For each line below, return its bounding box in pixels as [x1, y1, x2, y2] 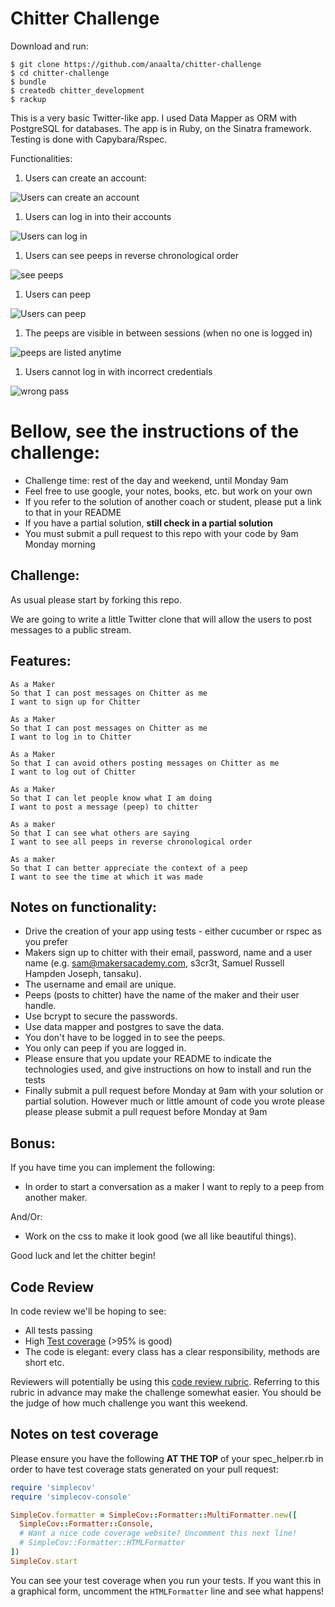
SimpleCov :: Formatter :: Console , [19, 1519, 155, 1529]
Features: [10, 653, 72, 670]
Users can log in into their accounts [24, 210, 172, 222]
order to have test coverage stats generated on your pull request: [10, 1463, 279, 1475]
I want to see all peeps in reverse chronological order [10, 837, 253, 847]
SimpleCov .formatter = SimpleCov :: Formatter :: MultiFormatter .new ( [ [10, 1510, 298, 1520]
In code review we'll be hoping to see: [10, 1305, 167, 1317]
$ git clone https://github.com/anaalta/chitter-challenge [10, 59, 262, 69]
